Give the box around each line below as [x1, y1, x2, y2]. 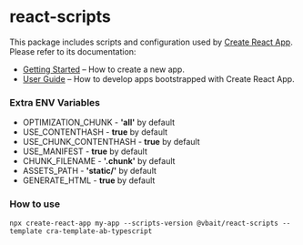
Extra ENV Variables [9, 96, 101, 108]
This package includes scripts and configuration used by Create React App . [9, 36, 293, 47]
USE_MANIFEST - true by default [22, 146, 147, 157]
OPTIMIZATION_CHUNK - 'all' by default [22, 117, 176, 128]
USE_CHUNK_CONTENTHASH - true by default [22, 137, 200, 148]
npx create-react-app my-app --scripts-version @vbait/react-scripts [9, 219, 279, 228]
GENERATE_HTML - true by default [22, 175, 156, 186]
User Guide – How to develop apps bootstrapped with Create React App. [22, 73, 295, 84]
